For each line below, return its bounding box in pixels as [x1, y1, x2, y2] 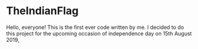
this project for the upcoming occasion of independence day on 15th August [6, 30, 192, 37]
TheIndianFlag [6, 4, 79, 18]
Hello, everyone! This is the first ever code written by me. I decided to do [6, 24, 184, 31]
